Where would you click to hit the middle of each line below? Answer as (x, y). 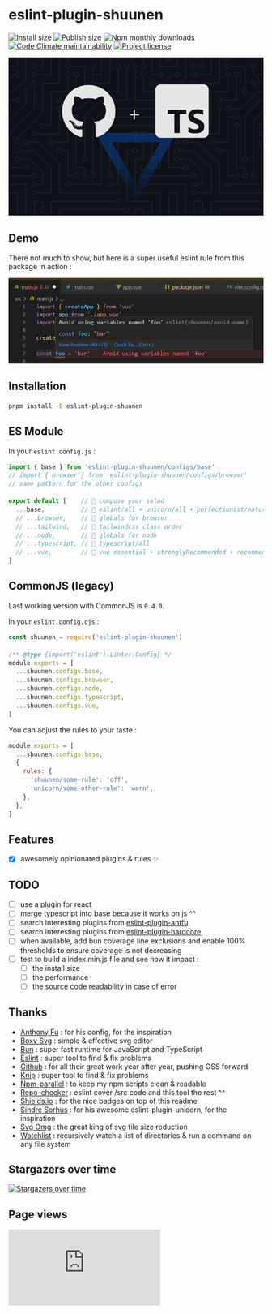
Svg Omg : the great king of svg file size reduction (104, 1127)
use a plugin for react (55, 904)
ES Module (36, 432)
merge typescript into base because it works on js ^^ (108, 913)
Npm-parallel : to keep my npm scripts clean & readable (113, 1084)
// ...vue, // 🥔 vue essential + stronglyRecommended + (124, 552)
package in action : (40, 266)
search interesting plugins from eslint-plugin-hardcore (110, 932)
